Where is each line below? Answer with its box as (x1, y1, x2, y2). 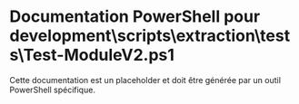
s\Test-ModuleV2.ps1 (9, 45, 175, 65)
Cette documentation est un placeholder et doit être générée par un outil (9, 74, 282, 85)
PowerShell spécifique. (9, 84, 95, 95)
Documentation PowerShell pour (9, 6, 261, 27)
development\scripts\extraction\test (9, 25, 291, 46)
